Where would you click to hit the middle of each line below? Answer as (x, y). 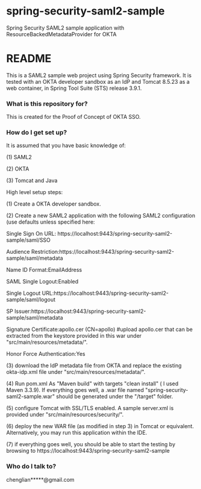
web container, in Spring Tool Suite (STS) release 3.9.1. (74, 88)
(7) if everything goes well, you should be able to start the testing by (91, 444)
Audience (18, 252)
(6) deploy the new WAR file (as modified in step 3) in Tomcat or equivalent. (100, 426)
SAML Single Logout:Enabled (42, 282)
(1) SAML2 (19, 157)
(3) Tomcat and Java (32, 181)
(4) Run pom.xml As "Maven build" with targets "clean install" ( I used (92, 383)
